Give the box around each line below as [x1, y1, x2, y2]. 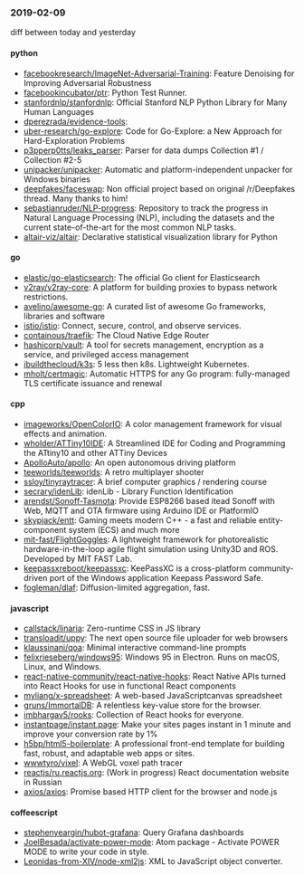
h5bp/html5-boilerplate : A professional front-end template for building [23, 738, 285, 749]
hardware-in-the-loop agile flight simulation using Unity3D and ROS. [23, 543, 279, 554]
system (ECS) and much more [68, 524, 180, 535]
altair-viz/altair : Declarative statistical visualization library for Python [23, 231, 279, 242]
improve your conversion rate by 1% [23, 728, 158, 739]
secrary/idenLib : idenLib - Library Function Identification [23, 486, 234, 497]
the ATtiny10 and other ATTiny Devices [23, 447, 168, 458]
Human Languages [23, 106, 94, 117]
